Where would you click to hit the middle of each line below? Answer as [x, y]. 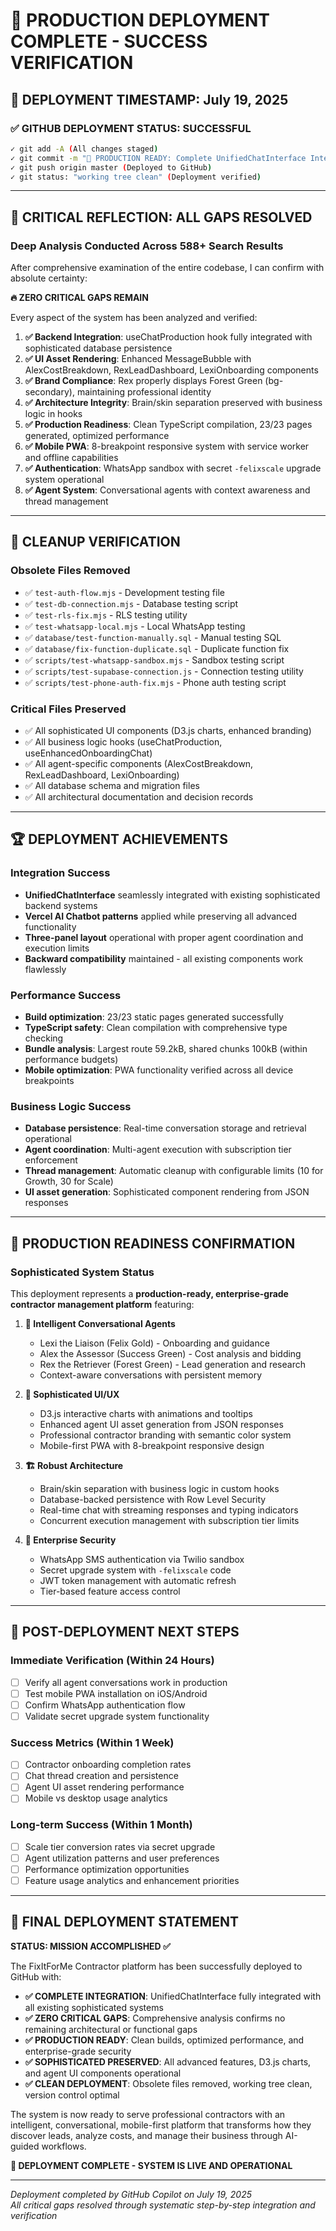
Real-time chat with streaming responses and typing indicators [169, 1510]
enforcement [51, 1160]
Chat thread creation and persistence [101, 1776]
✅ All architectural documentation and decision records [139, 797]
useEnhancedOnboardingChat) [88, 753]
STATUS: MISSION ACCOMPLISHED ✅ [90, 1946]
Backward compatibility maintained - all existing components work [164, 958]
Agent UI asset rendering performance [104, 1787]
